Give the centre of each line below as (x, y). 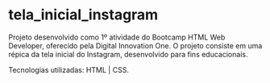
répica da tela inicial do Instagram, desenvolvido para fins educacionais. (128, 54)
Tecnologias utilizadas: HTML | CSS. (69, 69)
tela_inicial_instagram (83, 15)
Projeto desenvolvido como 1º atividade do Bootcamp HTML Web (117, 37)
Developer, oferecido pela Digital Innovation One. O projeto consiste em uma (135, 45)
